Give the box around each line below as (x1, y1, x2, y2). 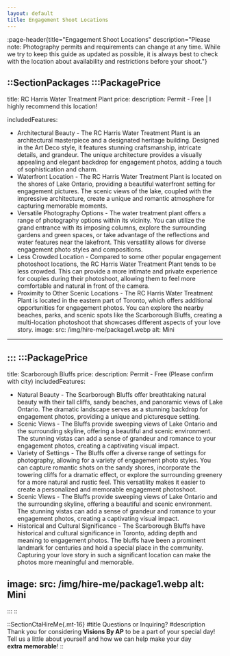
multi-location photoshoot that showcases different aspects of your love (16, 318, 221, 326)
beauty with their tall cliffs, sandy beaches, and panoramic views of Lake (16, 398, 223, 406)
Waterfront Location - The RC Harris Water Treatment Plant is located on (16, 173, 222, 181)
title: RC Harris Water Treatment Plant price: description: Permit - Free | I (7, 95, 212, 104)
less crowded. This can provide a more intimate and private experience (16, 267, 218, 276)
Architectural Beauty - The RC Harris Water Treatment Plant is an (16, 129, 201, 137)
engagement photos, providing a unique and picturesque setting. (16, 413, 201, 421)
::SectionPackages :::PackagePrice (7, 77, 161, 88)
